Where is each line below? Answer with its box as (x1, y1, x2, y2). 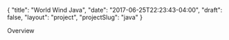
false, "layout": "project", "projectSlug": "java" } (7, 13, 143, 21)
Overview (7, 27, 35, 34)
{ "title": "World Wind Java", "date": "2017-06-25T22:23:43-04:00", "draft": (7, 6, 223, 14)
